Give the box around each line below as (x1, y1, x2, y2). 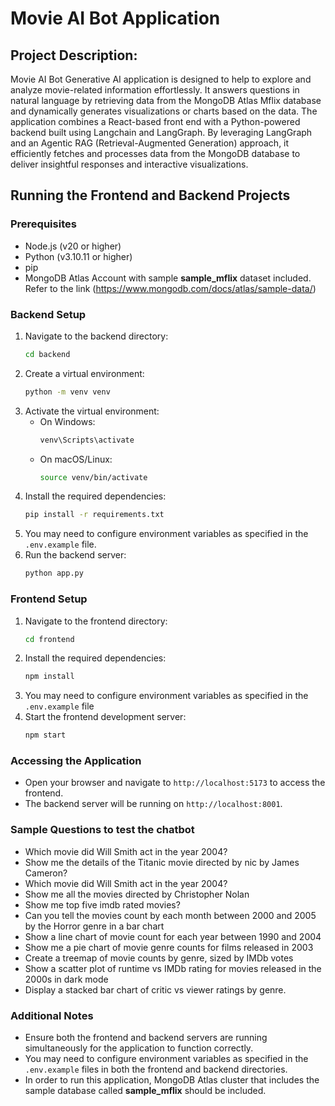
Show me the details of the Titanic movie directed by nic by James (24, 856, 300, 868)
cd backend (24, 349, 71, 359)
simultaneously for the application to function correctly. (24, 1042, 254, 1054)
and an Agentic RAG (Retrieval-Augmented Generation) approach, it (10, 137, 290, 149)
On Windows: (39, 415, 96, 427)
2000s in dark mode (24, 973, 109, 985)
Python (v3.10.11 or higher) (24, 250, 133, 262)
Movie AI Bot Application (10, 7, 221, 30)
